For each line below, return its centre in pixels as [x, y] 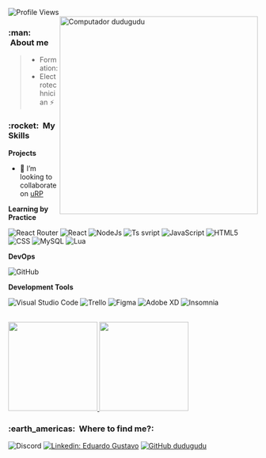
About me [29, 42]
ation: [49, 68]
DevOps [22, 256]
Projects [23, 153]
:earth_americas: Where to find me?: [81, 429]
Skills [19, 136]
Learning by [28, 209]
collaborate [38, 185]
